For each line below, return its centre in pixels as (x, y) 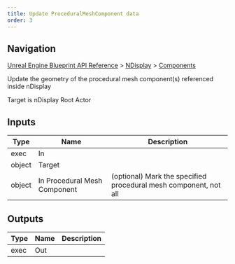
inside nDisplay (29, 86)
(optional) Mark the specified (159, 176)
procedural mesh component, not (166, 185)
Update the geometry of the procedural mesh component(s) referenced (111, 79)
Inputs (22, 122)
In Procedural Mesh (70, 181)
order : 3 (20, 20)
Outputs (26, 219)
